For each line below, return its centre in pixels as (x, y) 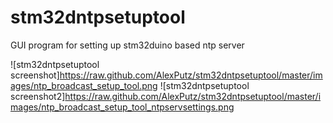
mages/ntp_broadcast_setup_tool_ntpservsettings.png (122, 107)
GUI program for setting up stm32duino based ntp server (127, 45)
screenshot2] (38, 96)
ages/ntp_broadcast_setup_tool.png (84, 85)
